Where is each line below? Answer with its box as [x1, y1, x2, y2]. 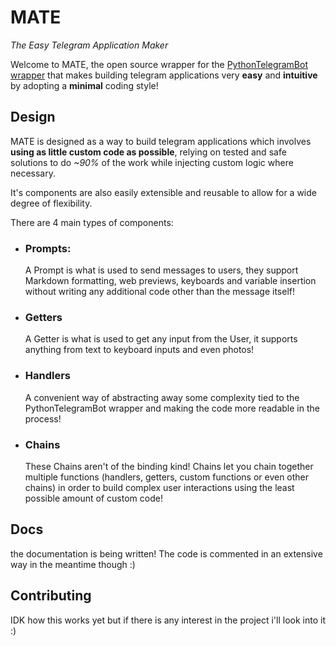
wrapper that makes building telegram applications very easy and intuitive [10, 69, 318, 81]
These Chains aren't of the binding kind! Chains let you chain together [24, 460, 314, 472]
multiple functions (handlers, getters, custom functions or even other [24, 471, 310, 483]
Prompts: [24, 241, 72, 255]
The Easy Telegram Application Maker [10, 39, 169, 51]
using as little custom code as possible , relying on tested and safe [10, 146, 287, 158]
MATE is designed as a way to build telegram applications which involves [10, 135, 312, 147]
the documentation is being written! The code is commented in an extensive [10, 547, 323, 560]
